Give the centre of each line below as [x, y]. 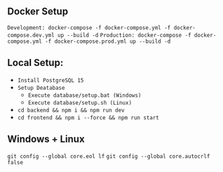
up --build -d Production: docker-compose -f [124, 35]
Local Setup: [35, 63]
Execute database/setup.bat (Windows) [85, 95]
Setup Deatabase [41, 88]
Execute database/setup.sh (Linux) [80, 102]
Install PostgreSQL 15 [50, 80]
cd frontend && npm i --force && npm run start [88, 118]
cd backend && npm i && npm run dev [71, 110]
